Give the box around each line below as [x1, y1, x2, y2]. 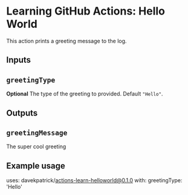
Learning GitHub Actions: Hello [6, 4, 165, 18]
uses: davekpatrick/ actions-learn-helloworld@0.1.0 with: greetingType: [6, 177, 183, 184]
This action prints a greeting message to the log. [6, 37, 127, 44]
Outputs [6, 108, 38, 118]
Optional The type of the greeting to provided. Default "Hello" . [6, 90, 163, 98]
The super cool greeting [6, 143, 66, 150]
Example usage [6, 160, 65, 171]
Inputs [6, 55, 31, 65]
